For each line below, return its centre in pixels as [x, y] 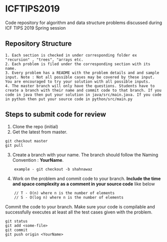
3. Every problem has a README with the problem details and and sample [82, 73]
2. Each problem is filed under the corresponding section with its [78, 64]
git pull [14, 145]
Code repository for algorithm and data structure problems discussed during [84, 23]
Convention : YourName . [38, 160]
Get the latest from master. [40, 132]
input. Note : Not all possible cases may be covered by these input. [80, 77]
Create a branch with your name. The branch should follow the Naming [85, 155]
